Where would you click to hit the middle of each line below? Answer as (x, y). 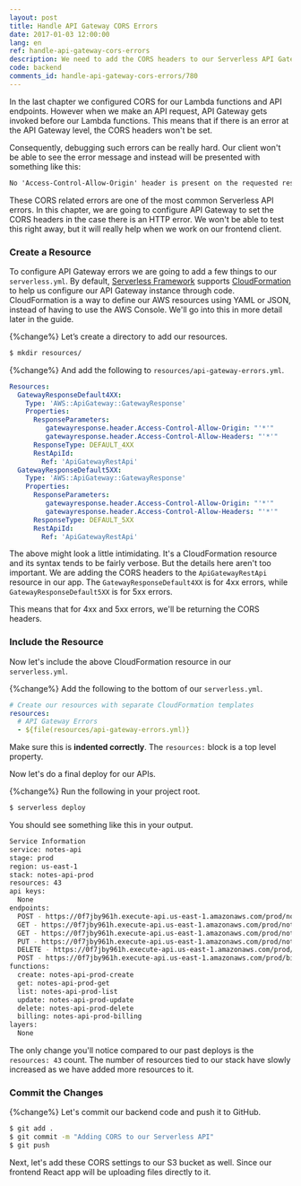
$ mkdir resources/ (46, 353)
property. (26, 757)
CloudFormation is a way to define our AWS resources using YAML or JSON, (150, 300)
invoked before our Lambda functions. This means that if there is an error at (149, 120)
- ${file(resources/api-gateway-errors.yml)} (104, 730)
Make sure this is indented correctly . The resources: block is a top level (143, 747)
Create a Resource (50, 252)
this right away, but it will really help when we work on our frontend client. (146, 229)
